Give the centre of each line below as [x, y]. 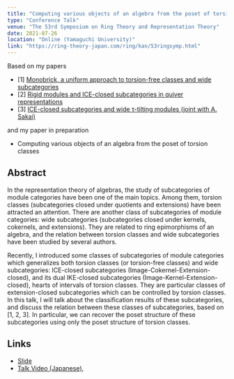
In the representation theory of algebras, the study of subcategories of [109, 190]
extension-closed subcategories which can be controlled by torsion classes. [117, 292]
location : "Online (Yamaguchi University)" [71, 40]
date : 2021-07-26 [32, 33]
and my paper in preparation [48, 130]
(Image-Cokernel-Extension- [169, 270]
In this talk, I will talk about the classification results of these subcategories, [116, 299]
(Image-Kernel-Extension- [180, 277]
